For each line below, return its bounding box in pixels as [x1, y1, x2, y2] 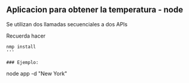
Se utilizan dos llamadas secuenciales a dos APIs [6, 20, 128, 27]
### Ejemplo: [6, 59, 39, 65]
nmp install [6, 44, 36, 50]
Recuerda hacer [6, 32, 46, 39]
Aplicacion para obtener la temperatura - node [6, 5, 184, 15]
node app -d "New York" [6, 70, 68, 77]
